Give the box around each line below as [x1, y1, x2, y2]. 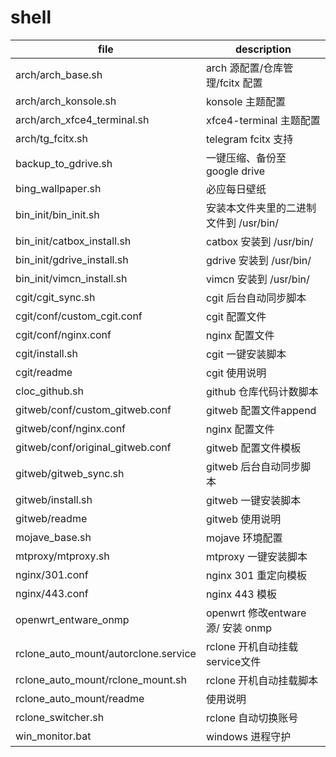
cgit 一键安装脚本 [205, 347, 287, 361]
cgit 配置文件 [205, 309, 267, 323]
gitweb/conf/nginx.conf [15, 421, 127, 435]
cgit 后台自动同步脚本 [205, 291, 307, 305]
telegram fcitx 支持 [205, 132, 294, 146]
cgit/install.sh [15, 346, 78, 360]
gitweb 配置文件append [205, 403, 317, 417]
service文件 [205, 654, 262, 668]
